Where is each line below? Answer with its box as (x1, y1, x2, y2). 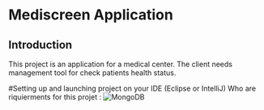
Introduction (8, 38, 73, 52)
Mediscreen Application (8, 6, 174, 24)
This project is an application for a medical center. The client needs (8, 59, 233, 69)
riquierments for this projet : (8, 92, 102, 102)
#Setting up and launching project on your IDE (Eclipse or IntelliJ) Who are (8, 83, 257, 93)
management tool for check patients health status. (8, 68, 177, 78)
